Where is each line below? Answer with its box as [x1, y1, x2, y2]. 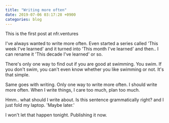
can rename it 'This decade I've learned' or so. [5, 51, 103, 57]
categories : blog [5, 17, 42, 22]
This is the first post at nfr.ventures [5, 31, 79, 37]
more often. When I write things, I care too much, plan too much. [5, 87, 140, 93]
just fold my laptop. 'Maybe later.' [5, 102, 75, 108]
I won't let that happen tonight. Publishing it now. [5, 112, 108, 118]
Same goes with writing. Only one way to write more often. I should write [5, 81, 157, 88]
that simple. [5, 72, 30, 78]
